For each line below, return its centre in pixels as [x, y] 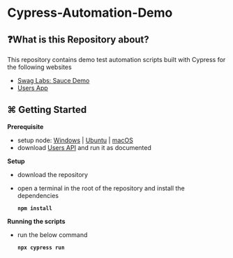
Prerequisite [25, 126]
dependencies [38, 195]
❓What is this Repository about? [78, 39]
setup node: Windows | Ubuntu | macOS [75, 140]
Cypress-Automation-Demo [90, 13]
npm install [35, 208]
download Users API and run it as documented [84, 147]
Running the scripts [36, 221]
